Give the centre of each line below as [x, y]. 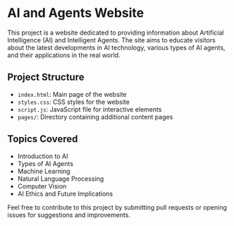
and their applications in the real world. [64, 55]
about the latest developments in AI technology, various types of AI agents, [116, 47]
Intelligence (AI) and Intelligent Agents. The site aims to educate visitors [112, 40]
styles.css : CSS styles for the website [74, 102]
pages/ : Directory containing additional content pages [95, 117]
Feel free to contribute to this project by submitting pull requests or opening [117, 207]
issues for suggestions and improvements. [69, 215]
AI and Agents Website [76, 13]
